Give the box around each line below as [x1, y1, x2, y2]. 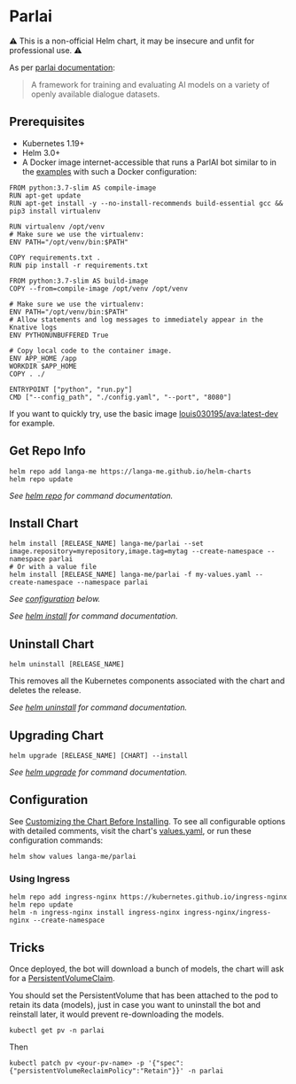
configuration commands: [9, 835, 104, 846]
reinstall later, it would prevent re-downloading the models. [9, 1009, 224, 1019]
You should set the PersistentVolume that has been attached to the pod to [9, 990, 279, 1001]
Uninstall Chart [9, 636, 95, 651]
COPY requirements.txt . [9, 253, 101, 262]
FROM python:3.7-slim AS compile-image [9, 183, 157, 192]
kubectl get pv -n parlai [9, 1026, 105, 1034]
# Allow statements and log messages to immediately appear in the [9, 315, 264, 324]
